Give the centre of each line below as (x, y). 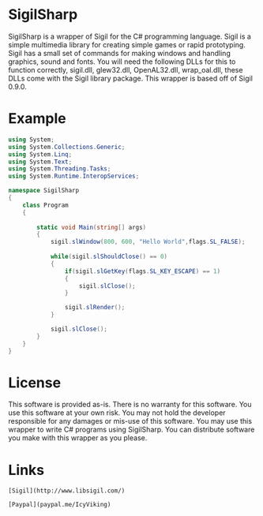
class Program (45, 205)
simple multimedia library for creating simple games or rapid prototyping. (127, 44)
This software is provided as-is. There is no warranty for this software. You (130, 405)
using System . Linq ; (40, 154)
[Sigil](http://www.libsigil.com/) (67, 491)
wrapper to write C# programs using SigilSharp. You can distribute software (131, 430)
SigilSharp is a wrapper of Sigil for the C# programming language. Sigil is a (130, 36)
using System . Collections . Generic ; (67, 147)
